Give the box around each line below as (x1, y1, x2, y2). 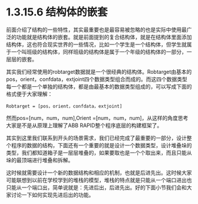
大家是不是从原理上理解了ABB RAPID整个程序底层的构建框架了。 (6, 122, 163, 129)
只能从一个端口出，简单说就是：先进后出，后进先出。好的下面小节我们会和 (6, 184, 187, 191)
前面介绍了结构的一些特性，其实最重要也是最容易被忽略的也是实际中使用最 (6, 26, 187, 33)
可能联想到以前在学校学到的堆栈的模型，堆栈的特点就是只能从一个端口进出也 (6, 176, 192, 183)
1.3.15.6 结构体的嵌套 (6, 5, 108, 19)
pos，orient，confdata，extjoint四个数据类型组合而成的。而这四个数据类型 (6, 75, 187, 83)
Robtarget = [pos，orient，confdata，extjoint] (6, 103, 123, 109)
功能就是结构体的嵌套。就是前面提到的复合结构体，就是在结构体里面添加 (16, 33, 192, 40)
